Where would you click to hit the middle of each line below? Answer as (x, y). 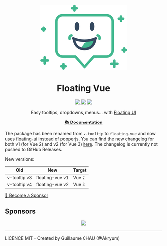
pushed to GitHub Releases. (34, 149)
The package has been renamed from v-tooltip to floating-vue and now (80, 133)
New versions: (20, 159)
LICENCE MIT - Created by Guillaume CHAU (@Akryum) (63, 238)
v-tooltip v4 (20, 184)
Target (80, 170)
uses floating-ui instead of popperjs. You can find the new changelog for (80, 139)
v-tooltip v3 (20, 177)
